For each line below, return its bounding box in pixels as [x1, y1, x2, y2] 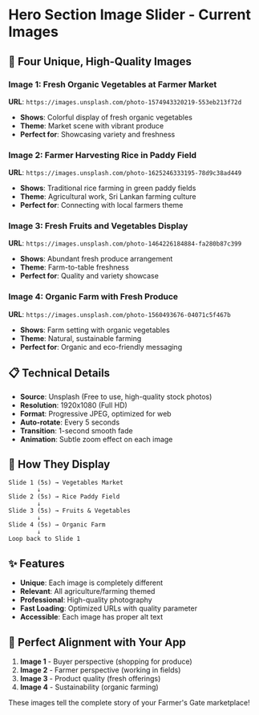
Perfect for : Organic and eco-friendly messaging [19, 342, 183, 351]
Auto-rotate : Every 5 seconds [19, 417, 120, 427]
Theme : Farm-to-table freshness [19, 262, 130, 272]
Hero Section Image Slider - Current [8, 6, 251, 24]
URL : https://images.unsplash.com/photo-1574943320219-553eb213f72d [8, 96, 242, 106]
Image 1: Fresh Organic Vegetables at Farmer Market [8, 79, 217, 90]
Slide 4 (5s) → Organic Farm [8, 521, 106, 529]
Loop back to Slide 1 [8, 535, 81, 543]
